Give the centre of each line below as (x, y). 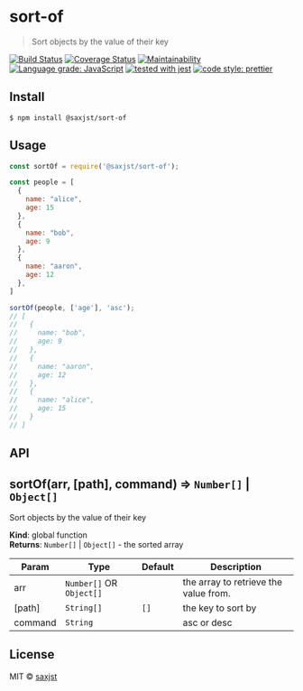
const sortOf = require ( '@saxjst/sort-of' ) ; (94, 166)
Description (236, 567)
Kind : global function (49, 535)
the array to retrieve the (232, 582)
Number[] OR (92, 584)
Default (157, 567)
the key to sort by (220, 608)
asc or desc (207, 622)
